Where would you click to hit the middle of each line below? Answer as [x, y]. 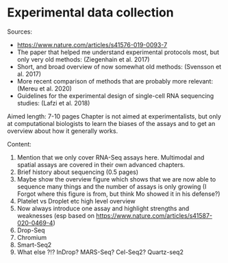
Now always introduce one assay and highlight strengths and [103, 208]
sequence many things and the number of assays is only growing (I [112, 186]
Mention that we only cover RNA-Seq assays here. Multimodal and [111, 157]
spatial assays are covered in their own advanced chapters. [101, 164]
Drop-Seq [31, 230]
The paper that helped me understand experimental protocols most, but [118, 52]
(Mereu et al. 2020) [44, 88]
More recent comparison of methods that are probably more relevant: [115, 81]
